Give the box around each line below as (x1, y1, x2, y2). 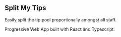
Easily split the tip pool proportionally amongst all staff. (4, 17, 117, 22)
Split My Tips (4, 4, 47, 12)
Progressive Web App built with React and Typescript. (4, 26, 115, 32)
